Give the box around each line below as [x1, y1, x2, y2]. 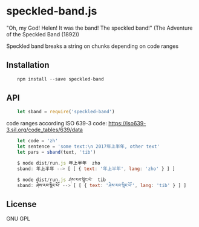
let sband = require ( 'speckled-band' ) [17, 109, 115, 115]
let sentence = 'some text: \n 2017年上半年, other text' [17, 143, 160, 150]
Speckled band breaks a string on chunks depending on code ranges [6, 42, 179, 50]
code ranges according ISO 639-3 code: [6, 120, 108, 127]
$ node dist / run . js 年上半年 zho [17, 160, 101, 166]
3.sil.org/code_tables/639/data [6, 126, 83, 134]
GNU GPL [6, 215, 30, 222]
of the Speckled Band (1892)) [6, 30, 80, 38]
